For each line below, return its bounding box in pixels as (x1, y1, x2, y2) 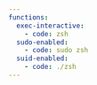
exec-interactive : (16, 21, 85, 30)
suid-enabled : (16, 54, 69, 63)
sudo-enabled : (16, 37, 69, 47)
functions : (8, 12, 49, 22)
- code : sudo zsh (24, 46, 89, 55)
